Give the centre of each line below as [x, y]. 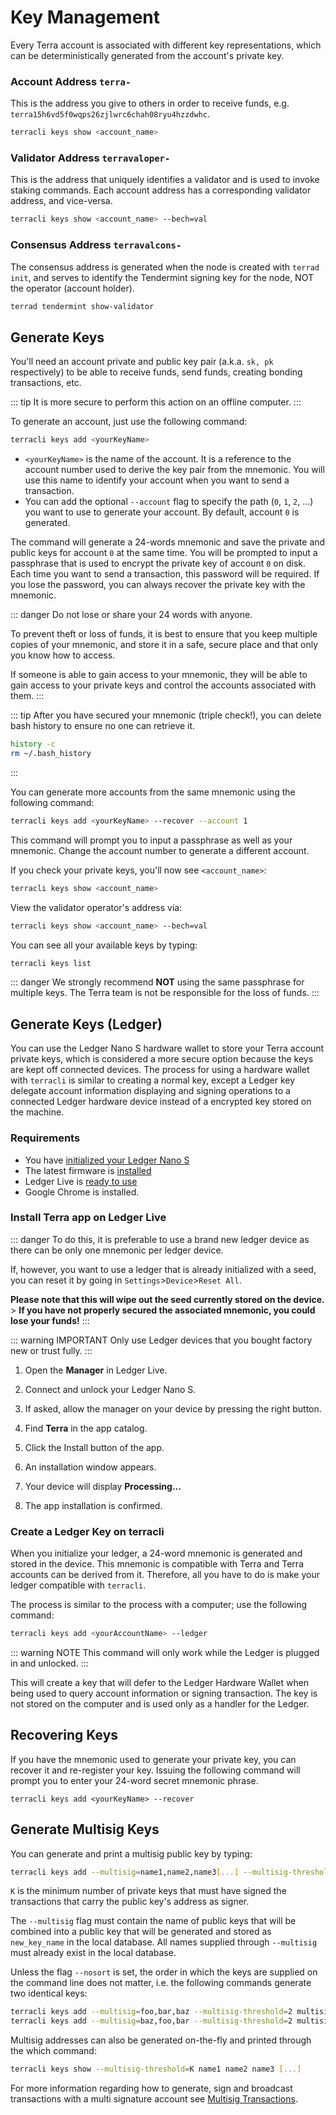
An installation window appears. [90, 1467]
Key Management [85, 17]
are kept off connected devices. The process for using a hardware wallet [160, 1070]
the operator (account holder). [72, 288]
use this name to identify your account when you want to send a [157, 480]
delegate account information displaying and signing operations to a [150, 1091]
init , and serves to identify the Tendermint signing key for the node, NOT [162, 277]
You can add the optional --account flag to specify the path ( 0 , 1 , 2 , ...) [169, 502]
